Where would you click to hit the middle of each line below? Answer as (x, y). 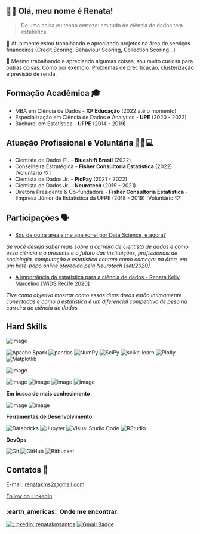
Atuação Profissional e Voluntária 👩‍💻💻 (80, 143)
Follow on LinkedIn (29, 496)
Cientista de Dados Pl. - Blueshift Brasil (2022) (73, 160)
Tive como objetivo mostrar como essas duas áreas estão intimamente (94, 295)
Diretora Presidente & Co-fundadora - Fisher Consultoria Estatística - (101, 192)
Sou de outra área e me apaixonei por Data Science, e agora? (90, 235)
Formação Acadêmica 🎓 (53, 93)
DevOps (16, 440)
